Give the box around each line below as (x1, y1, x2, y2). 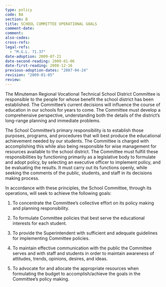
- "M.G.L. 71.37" (9, 49, 46, 54)
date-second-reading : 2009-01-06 (5, 59, 75, 64)
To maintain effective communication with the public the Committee (12, 245, 152, 251)
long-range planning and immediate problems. (5, 117, 101, 123)
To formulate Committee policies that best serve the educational (12, 215, 145, 221)
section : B (5, 17, 28, 22)
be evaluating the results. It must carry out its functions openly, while (5, 164, 147, 170)
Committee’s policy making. (12, 276, 69, 282)
